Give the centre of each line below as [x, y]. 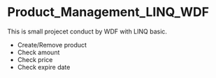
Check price [35, 59]
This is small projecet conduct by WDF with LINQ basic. [87, 31]
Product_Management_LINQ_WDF [108, 12]
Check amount [38, 52]
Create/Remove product [52, 45]
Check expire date [44, 67]
